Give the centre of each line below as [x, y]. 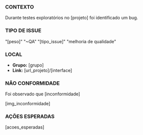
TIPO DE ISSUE [23, 31]
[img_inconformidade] [28, 104]
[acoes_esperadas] [25, 127]
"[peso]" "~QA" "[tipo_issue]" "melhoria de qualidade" [61, 41]
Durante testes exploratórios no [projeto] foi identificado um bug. [71, 18]
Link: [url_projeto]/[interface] [42, 70]
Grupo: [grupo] [28, 65]
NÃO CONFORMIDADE [33, 83]
